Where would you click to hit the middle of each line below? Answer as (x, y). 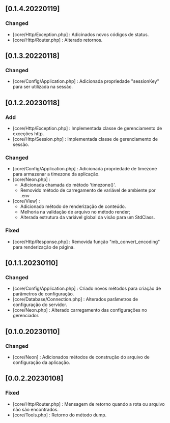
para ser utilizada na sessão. (42, 87)
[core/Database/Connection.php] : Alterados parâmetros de (75, 299)
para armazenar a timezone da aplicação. (56, 174)
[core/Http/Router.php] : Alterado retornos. (58, 40)
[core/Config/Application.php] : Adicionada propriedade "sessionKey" (86, 81)
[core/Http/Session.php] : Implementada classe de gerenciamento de (85, 139)
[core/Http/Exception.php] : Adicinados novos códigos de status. (81, 34)
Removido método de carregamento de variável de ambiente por (88, 190)
